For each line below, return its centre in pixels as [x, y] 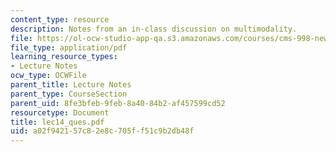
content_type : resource [60, 19]
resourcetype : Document [60, 112]
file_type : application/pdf [69, 47]
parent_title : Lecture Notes [71, 85]
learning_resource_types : [64, 57]
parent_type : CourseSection [69, 94]
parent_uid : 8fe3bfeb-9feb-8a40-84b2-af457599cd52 [118, 103]
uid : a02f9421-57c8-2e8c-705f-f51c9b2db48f [102, 131]
